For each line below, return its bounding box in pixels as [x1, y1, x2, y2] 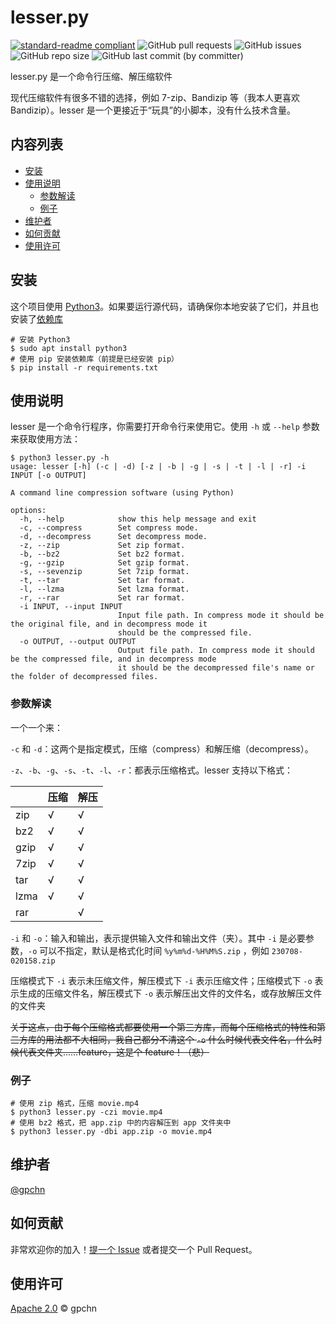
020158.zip [10, 956, 56, 966]
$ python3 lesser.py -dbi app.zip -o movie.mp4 [10, 1126, 213, 1136]
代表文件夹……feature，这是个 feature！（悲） [18, 1046, 210, 1058]
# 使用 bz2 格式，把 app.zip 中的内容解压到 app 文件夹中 [10, 1117, 232, 1128]
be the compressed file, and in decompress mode [10, 654, 217, 665]
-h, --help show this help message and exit [19, 514, 257, 525]
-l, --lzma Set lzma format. [19, 584, 190, 595]
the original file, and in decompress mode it [10, 619, 208, 630]
